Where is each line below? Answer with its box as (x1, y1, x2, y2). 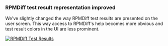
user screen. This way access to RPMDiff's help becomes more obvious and (5, 20, 163, 26)
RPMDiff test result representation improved (5, 4, 116, 11)
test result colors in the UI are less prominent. (5, 26, 100, 32)
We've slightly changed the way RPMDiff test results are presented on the (5, 15, 158, 21)
